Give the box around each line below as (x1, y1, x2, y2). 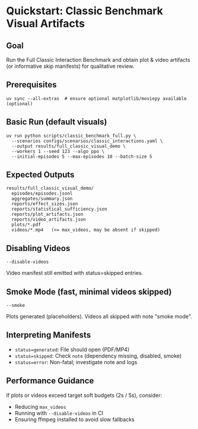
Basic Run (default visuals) (6, 117, 107, 127)
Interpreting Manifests (6, 330, 91, 340)
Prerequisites (6, 80, 57, 90)
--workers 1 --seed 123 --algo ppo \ (11, 148, 105, 154)
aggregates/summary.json (11, 196, 73, 202)
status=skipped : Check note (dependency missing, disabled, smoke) (14, 352, 182, 359)
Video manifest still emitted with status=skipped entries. (6, 270, 143, 277)
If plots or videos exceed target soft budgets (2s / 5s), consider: (6, 392, 162, 399)
